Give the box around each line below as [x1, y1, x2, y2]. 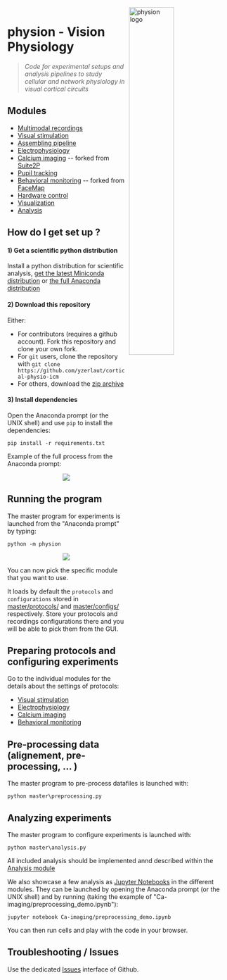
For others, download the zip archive [17, 379, 124, 388]
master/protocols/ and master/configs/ [7, 602, 119, 610]
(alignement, [7, 749, 65, 761]
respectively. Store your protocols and [7, 609, 118, 618]
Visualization [17, 199, 55, 207]
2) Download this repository [7, 300, 91, 308]
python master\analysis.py [7, 844, 86, 851]
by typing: [7, 527, 37, 535]
